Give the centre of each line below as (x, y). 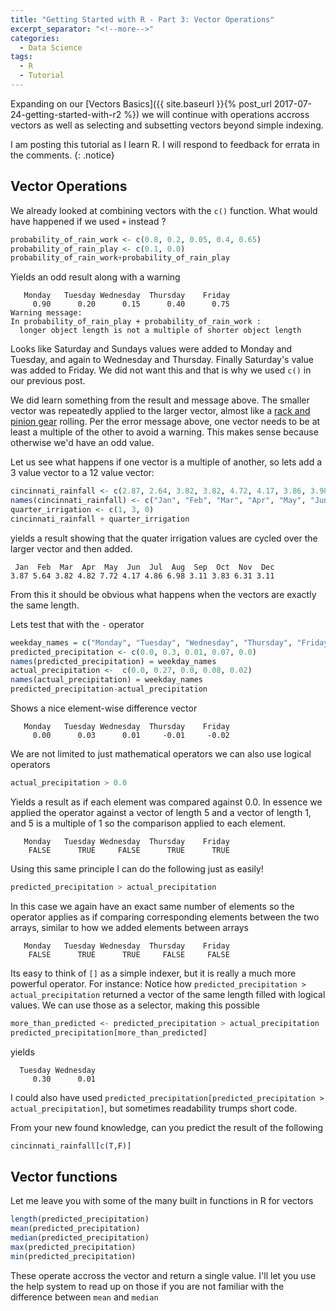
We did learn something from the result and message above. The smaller (160, 400)
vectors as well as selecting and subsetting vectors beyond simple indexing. (167, 125)
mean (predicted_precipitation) (75, 1229)
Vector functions (64, 1176)
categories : (35, 38)
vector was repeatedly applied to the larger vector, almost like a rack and (160, 411)
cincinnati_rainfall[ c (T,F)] (71, 1146)
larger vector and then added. (71, 548)
